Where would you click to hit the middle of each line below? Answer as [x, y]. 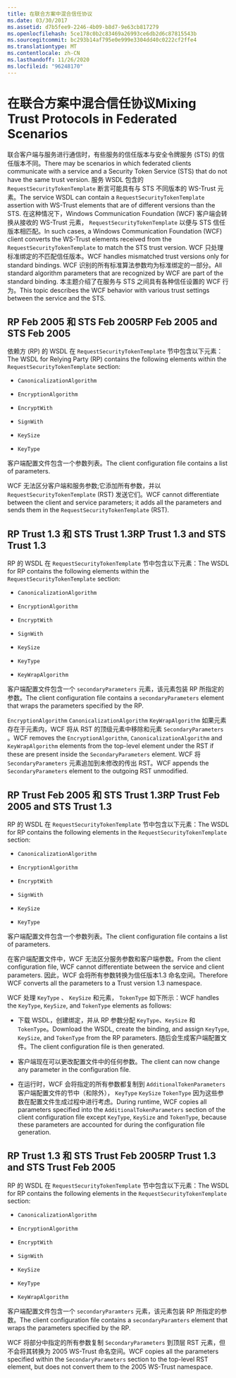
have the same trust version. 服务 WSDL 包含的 [76, 179]
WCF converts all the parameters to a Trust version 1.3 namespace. [105, 983]
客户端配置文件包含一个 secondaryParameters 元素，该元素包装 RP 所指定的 [116, 689]
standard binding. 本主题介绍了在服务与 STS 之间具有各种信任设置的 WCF [114, 281]
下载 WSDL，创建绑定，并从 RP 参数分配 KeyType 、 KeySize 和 [106, 1020]
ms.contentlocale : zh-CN [44, 54]
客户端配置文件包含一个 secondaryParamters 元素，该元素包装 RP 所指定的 [114, 1311]
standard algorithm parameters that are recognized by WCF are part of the [116, 273]
